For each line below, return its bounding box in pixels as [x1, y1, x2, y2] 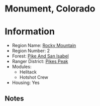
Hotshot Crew [19, 74, 49, 80]
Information [5, 26, 55, 37]
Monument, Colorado [5, 3, 95, 14]
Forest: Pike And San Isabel [12, 53, 69, 59]
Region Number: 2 [12, 48, 50, 54]
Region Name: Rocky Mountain [12, 42, 76, 48]
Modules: [12, 63, 32, 70]
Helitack [19, 69, 37, 75]
